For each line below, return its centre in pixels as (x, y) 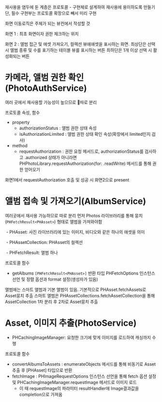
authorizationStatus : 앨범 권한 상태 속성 (58, 128)
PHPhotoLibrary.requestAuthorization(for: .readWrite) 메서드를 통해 (85, 163)
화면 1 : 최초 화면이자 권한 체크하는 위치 (42, 34)
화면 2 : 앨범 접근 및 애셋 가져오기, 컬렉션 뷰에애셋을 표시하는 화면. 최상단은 (76, 44)
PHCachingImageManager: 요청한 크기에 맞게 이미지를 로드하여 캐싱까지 (81, 337)
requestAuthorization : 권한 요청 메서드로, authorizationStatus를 (81, 151)
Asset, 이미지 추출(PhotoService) (71, 323)
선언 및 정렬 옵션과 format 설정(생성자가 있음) (55, 279)
